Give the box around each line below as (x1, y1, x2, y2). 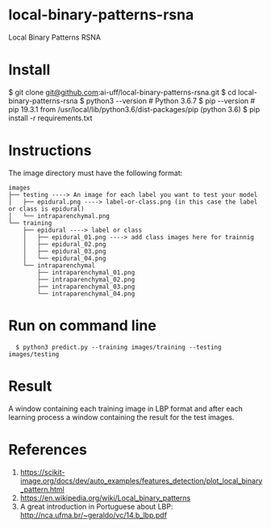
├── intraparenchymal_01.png (37, 268, 135, 276)
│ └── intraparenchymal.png (8, 212, 110, 220)
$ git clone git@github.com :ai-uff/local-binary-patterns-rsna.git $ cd (8, 87, 236, 97)
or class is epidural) (8, 204, 85, 213)
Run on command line (8, 316, 157, 334)
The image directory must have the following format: (8, 168, 183, 178)
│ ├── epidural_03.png (23, 247, 106, 255)
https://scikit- (19, 467, 65, 477)
